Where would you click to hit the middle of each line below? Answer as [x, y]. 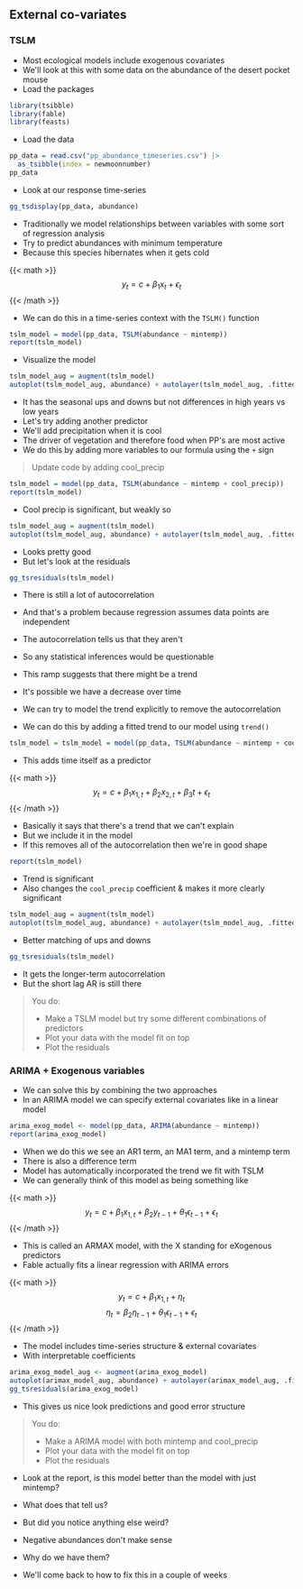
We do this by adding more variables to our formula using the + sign [148, 450]
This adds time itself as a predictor [87, 760]
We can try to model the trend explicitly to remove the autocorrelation [151, 709]
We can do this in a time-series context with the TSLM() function [141, 317]
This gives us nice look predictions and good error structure [134, 1406]
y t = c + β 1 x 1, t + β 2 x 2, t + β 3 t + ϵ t [151, 793]
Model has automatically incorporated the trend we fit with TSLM [143, 1171]
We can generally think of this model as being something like [135, 1180]
